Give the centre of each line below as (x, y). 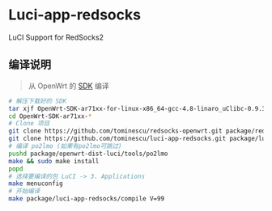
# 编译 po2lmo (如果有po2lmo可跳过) (65, 146)
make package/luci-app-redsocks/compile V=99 (86, 199)
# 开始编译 (24, 192)
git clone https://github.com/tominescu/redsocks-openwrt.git (115, 131)
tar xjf (21, 108)
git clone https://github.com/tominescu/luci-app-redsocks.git (117, 139)
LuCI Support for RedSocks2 (56, 37)
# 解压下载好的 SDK (38, 101)
